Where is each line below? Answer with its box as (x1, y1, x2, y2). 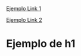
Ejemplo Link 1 (6, 5, 42, 12)
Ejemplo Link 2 (6, 17, 43, 23)
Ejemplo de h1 (6, 37, 76, 51)
